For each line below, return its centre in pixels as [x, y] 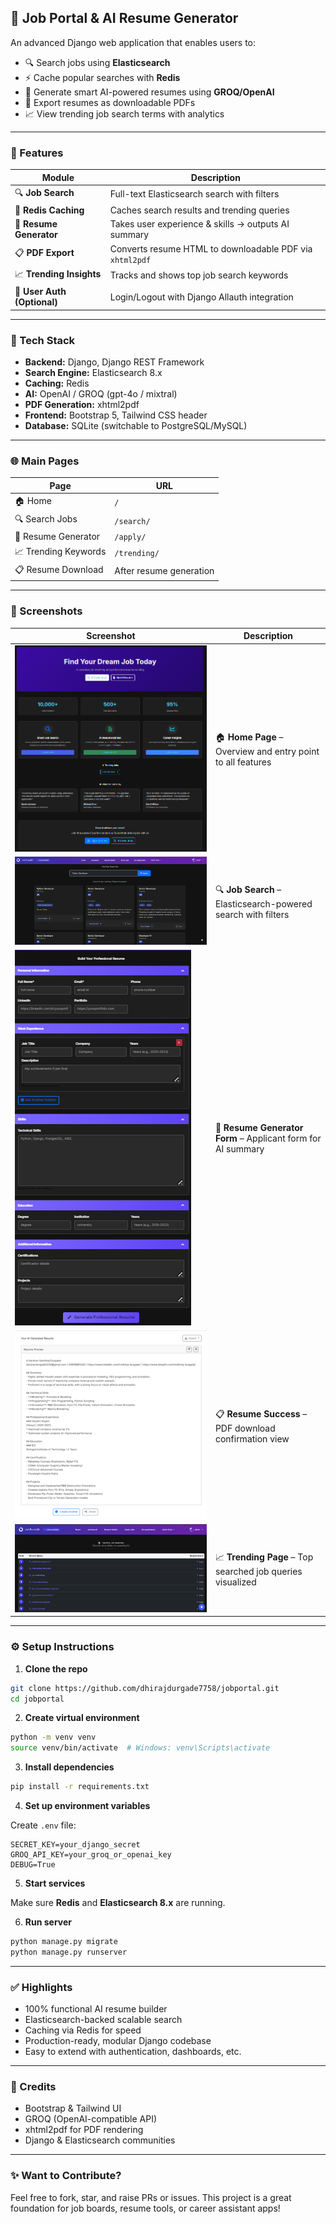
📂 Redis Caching [49, 210]
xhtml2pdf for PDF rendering [84, 2130]
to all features [243, 762]
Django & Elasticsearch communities [100, 2140]
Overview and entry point [267, 752]
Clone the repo [56, 1668]
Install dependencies [69, 1767]
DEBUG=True [33, 1865]
